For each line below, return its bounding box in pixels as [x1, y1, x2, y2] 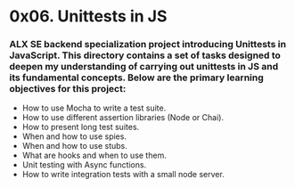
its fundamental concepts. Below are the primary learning [9, 71, 265, 84]
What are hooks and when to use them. [21, 150, 167, 161]
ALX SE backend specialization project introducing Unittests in [9, 38, 287, 51]
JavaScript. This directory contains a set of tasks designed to [9, 49, 281, 61]
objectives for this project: [9, 83, 127, 95]
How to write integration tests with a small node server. [21, 169, 225, 180]
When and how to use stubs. [21, 141, 127, 151]
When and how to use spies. [21, 131, 127, 142]
